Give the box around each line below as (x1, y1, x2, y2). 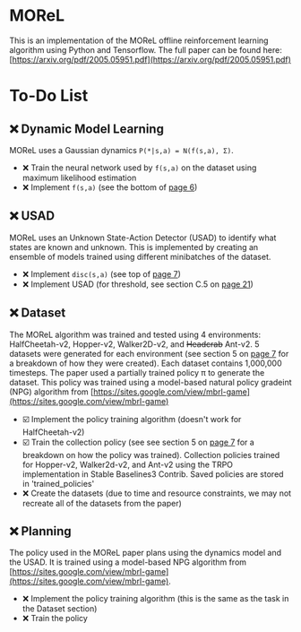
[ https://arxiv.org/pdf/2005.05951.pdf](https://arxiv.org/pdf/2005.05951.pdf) (9, 54, 291, 65)
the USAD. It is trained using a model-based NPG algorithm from (9, 557, 247, 567)
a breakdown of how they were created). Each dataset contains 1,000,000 (9, 358, 282, 368)
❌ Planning (9, 524, 72, 539)
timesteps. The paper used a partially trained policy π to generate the (9, 367, 265, 377)
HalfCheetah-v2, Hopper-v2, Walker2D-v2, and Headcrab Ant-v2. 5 (9, 338, 260, 350)
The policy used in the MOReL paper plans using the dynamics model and (9, 548, 282, 558)
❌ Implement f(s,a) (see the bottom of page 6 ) (21, 181, 198, 193)
